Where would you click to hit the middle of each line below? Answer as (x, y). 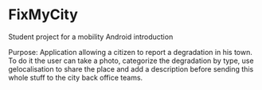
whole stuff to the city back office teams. (76, 77)
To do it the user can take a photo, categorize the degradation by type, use (131, 61)
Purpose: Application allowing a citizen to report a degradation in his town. (130, 52)
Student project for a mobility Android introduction (91, 37)
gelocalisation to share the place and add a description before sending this (131, 68)
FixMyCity (43, 15)
